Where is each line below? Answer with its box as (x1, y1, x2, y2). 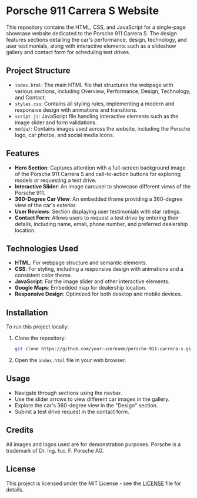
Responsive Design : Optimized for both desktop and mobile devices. (14, 290, 182, 298)
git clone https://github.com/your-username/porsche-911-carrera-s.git (14, 346, 194, 352)
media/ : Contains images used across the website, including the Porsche (14, 125, 191, 132)
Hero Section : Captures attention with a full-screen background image (14, 164, 186, 171)
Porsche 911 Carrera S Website (6, 4, 159, 18)
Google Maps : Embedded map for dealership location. (14, 284, 147, 291)
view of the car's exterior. (14, 201, 77, 208)
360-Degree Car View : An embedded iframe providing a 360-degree (14, 195, 183, 202)
